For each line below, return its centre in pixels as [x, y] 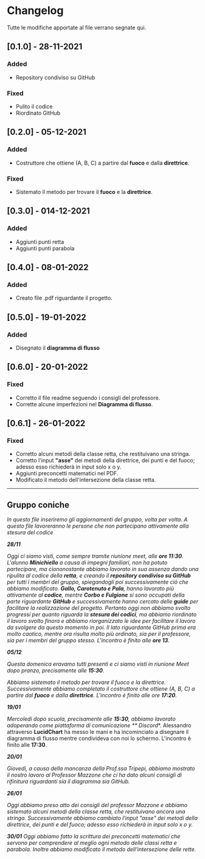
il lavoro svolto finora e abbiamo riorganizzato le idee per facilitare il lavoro [101, 621]
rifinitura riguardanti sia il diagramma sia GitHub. [68, 782]
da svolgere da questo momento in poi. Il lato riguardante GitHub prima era [102, 627]
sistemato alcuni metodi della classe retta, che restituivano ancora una [96, 811]
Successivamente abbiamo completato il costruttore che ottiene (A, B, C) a [101, 689]
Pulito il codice [34, 106]
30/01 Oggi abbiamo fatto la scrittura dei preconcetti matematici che [94, 836]
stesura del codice [30, 533]
